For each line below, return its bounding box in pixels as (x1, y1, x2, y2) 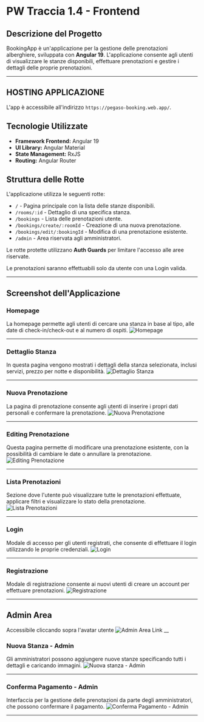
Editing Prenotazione (6, 430, 70, 438)
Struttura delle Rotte (6, 175, 85, 185)
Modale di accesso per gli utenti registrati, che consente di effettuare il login (6, 539, 197, 546)
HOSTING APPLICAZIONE (6, 87, 105, 98)
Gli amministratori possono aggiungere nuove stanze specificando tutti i (6, 656, 186, 663)
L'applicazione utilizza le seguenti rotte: (6, 191, 105, 198)
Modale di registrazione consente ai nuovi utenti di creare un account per (6, 580, 190, 587)
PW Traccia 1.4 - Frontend (6, 4, 140, 18)
